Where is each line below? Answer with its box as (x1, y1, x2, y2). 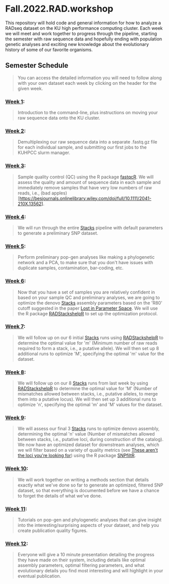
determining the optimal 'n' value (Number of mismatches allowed (17, 431, 155, 437)
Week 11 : (5, 505, 27, 512)
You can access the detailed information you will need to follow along (17, 74, 162, 81)
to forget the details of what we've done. (17, 493, 102, 499)
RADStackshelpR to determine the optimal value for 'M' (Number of (17, 385, 157, 392)
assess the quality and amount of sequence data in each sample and (17, 179, 161, 185)
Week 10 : (5, 465, 29, 472)
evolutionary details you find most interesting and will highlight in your (17, 568, 163, 574)
